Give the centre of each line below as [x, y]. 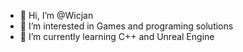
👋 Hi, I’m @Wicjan [56, 15]
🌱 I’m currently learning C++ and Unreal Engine [117, 36]
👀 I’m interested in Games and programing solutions [126, 26]
